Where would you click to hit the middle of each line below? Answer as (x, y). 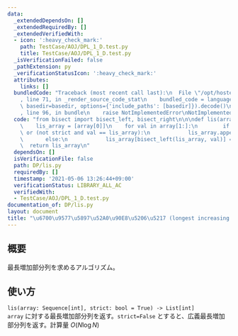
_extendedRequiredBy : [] (50, 27)
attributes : (32, 80)
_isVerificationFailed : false (58, 60)
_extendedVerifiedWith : (49, 34)
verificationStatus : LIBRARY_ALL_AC (68, 185)
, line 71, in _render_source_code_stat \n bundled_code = (112, 100)
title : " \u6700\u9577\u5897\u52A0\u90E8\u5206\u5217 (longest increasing (119, 218)
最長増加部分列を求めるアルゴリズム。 (63, 267)
